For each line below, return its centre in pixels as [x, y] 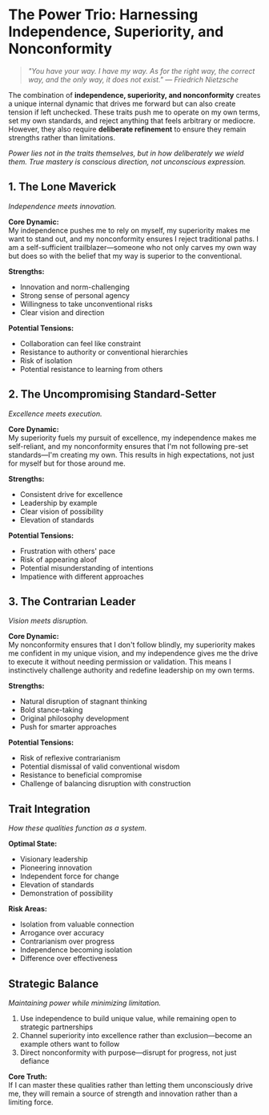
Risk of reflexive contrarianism [70, 758]
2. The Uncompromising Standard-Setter [112, 394]
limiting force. [31, 1102]
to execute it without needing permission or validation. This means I [120, 662]
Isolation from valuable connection [77, 924]
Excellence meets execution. [55, 414]
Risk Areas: [28, 909]
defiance [34, 1061]
